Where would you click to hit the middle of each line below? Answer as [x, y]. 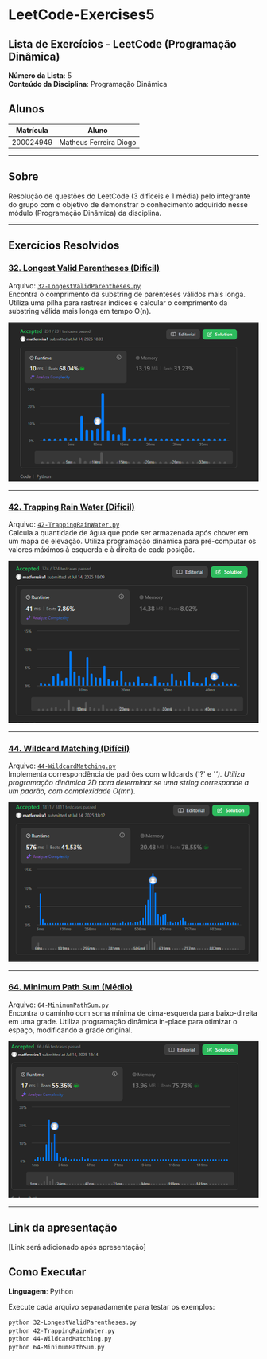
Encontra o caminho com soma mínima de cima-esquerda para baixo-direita [133, 1012]
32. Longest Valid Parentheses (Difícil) [84, 268]
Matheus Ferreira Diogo [98, 142]
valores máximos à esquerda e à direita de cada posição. [101, 550]
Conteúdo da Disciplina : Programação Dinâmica [88, 84]
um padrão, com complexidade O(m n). [72, 791]
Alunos [27, 109]
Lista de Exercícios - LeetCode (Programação [122, 44]
